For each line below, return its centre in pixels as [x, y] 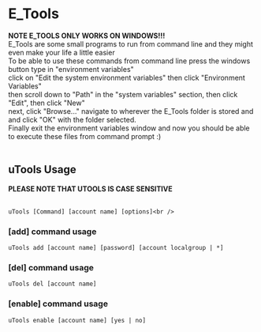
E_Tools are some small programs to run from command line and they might [131, 43]
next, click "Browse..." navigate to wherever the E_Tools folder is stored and [131, 111]
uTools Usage [42, 170]
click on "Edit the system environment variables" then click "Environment [127, 77]
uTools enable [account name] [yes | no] [77, 320]
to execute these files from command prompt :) [85, 136]
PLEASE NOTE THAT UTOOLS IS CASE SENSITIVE [90, 189]
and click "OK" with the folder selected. [72, 119]
